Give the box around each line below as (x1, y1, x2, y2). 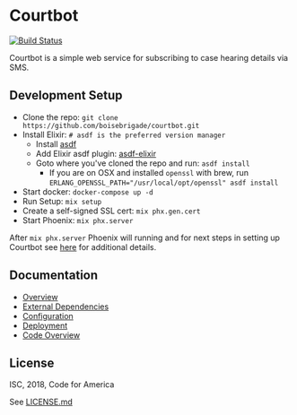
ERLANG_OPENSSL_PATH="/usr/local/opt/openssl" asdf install (48, 178, 279, 187)
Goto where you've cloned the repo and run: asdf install (35, 158, 250, 169)
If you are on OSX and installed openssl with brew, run (48, 167, 249, 177)
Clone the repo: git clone (22, 111, 118, 122)
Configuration (22, 310, 74, 321)
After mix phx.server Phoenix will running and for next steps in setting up (9, 232, 281, 243)
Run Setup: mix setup (22, 195, 102, 206)
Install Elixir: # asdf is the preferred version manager (22, 129, 226, 140)
